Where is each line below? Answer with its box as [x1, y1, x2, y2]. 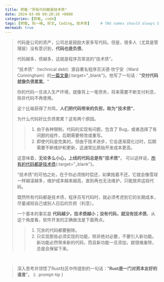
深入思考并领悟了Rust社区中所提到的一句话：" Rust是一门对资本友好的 [17, 265, 158, 272]
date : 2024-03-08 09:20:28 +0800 [5, 12, 73, 17]
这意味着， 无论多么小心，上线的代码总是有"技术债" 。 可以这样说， [17, 155, 152, 161]
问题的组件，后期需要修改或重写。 [36, 133, 105, 139]
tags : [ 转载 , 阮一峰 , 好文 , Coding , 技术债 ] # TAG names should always [5, 21, 155, 26]
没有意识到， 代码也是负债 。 [30, 46, 86, 51]
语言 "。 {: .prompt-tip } [17, 272, 63, 278]
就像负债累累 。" [17, 79, 50, 85]
